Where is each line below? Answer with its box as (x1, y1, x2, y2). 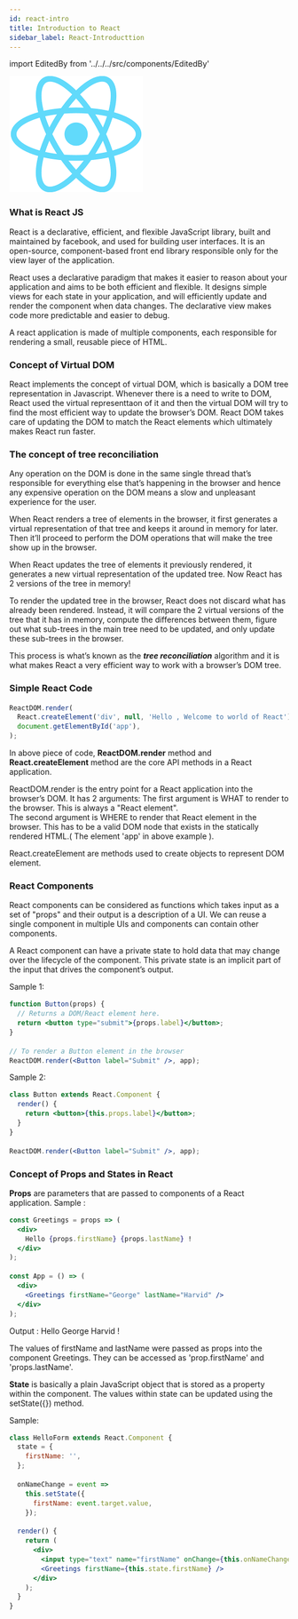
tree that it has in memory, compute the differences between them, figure (9, 614, 278, 626)
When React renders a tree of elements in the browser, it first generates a (9, 514, 278, 524)
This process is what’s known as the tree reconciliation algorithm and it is (9, 650, 280, 661)
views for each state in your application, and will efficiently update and (9, 291, 268, 301)
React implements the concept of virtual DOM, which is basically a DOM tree (9, 379, 289, 389)
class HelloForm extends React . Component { (9, 1433, 173, 1442)
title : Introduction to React (9, 23, 122, 33)
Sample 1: (9, 982, 44, 993)
